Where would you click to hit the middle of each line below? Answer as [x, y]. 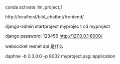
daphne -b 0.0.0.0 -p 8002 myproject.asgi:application [60, 56]
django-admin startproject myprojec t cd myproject [58, 26]
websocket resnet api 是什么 [34, 46]
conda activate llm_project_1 [34, 7]
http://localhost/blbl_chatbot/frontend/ [44, 17]
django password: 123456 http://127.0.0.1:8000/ [54, 36]
